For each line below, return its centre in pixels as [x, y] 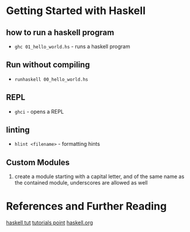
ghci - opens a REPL [39, 111]
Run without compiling [48, 65]
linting [18, 130]
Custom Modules [38, 162]
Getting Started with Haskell [76, 11]
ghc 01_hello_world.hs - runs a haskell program [72, 46]
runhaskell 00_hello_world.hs [51, 79]
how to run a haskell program [60, 33]
